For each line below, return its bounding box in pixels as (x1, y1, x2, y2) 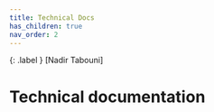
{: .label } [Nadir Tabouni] (9, 55, 104, 66)
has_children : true (9, 22, 83, 31)
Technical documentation (9, 87, 206, 107)
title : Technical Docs (9, 13, 95, 23)
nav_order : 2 (9, 30, 59, 39)
